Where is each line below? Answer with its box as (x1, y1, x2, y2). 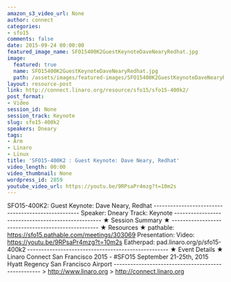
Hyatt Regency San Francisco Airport (7, 260, 112, 268)
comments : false (7, 36, 54, 43)
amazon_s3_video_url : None (7, 10, 85, 17)
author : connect (7, 17, 54, 23)
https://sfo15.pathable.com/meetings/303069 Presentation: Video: (7, 231, 195, 239)
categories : (7, 23, 41, 30)
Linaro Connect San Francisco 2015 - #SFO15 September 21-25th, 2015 (7, 252, 209, 261)
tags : (7, 131, 23, 138)
